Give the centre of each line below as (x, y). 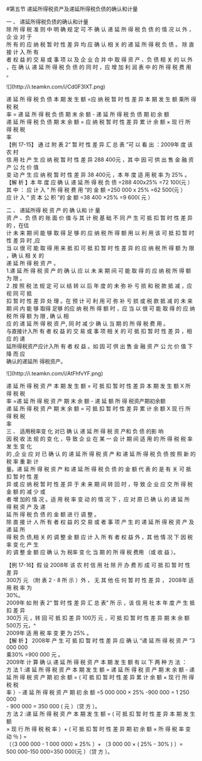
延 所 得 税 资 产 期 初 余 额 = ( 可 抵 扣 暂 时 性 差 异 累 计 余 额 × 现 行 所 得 (100, 677)
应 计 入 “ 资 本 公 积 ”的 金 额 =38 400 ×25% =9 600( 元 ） (80, 197)
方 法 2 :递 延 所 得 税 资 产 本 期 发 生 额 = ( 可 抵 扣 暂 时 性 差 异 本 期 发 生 (101, 714)
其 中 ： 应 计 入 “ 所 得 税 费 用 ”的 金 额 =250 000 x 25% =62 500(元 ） (96, 190)
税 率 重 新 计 (23, 461)
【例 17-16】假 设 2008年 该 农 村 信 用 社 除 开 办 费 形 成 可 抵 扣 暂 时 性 (98, 565)
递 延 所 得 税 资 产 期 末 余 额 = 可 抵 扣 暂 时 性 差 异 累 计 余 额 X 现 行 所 (99, 409)
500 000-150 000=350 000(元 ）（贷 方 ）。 (60, 752)
